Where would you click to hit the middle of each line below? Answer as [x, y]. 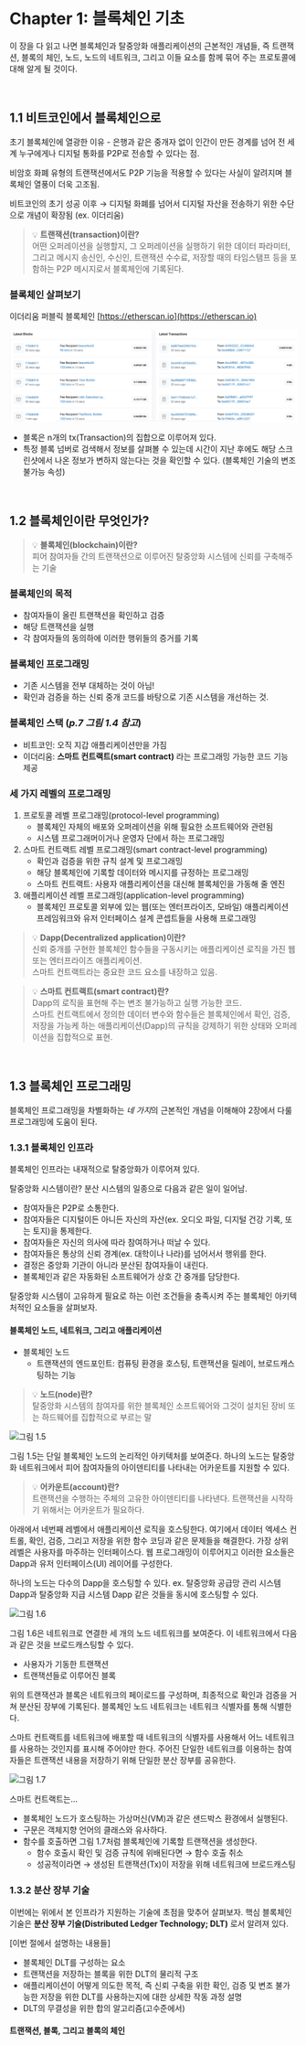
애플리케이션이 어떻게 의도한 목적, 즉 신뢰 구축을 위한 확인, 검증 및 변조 [148, 1985]
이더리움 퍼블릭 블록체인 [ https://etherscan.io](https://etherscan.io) [133, 316]
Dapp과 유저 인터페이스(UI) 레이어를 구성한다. [91, 1564]
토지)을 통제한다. [62, 1231]
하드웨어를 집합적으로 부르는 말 [97, 1418]
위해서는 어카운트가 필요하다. [93, 1510]
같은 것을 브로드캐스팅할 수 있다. [76, 1645]
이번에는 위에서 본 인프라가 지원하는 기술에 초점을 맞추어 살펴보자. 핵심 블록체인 [151, 1911]
